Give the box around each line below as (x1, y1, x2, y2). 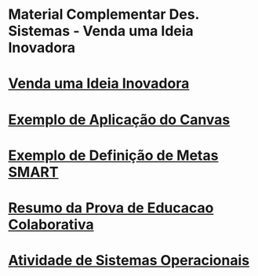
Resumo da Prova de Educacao (8, 198, 214, 216)
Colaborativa (8, 216, 94, 233)
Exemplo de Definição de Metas (8, 147, 219, 164)
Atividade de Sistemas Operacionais (8, 252, 249, 270)
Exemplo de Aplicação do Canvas (8, 111, 231, 129)
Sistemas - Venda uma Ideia (8, 22, 194, 40)
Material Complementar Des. (8, 5, 200, 24)
